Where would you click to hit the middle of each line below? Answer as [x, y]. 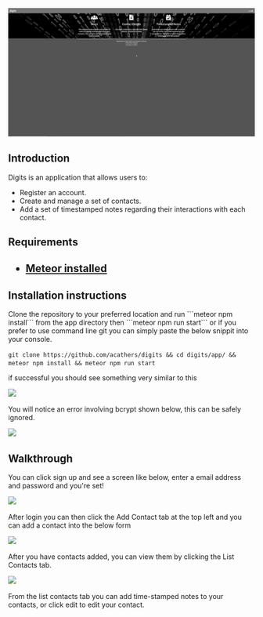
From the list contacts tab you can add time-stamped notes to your [116, 597]
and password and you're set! [56, 486]
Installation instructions [67, 295]
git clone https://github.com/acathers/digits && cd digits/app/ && [122, 355]
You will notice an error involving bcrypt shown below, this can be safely [124, 409]
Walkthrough [40, 458]
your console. [30, 339]
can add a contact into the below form [70, 525]
